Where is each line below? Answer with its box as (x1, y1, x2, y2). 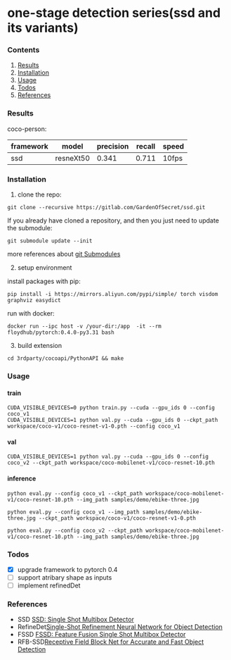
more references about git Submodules (7, 250, 121, 259)
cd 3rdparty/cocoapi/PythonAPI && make (7, 355, 124, 362)
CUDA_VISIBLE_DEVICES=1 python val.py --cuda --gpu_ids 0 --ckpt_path (7, 417, 218, 424)
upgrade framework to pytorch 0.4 (17, 565, 118, 573)
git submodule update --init (7, 237, 93, 244)
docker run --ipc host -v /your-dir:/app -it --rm (7, 323, 161, 330)
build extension (17, 342, 62, 350)
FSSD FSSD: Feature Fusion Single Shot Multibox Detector (17, 630, 186, 639)
